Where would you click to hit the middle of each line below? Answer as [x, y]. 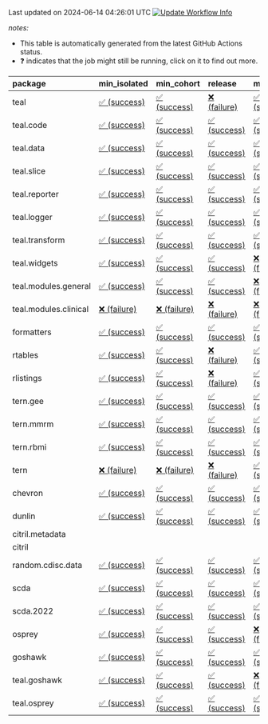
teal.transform [39, 240]
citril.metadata [39, 534]
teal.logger [33, 217]
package [29, 84]
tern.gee [28, 401]
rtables [26, 355]
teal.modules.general [52, 286]
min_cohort [178, 84]
